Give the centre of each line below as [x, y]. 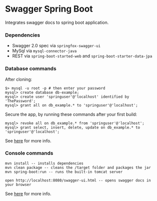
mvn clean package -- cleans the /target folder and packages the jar [78, 167]
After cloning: [19, 79]
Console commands [29, 153]
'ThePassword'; [20, 101]
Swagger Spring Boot [49, 9]
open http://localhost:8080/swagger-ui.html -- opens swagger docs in [78, 180]
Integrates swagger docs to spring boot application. [57, 22]
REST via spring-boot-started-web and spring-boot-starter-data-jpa [82, 56]
